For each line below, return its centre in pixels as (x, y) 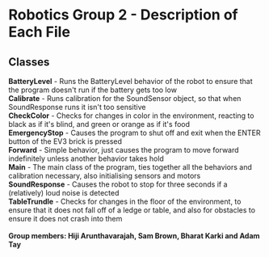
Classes (29, 62)
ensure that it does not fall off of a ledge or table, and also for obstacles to (132, 210)
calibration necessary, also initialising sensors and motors (105, 176)
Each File (40, 32)
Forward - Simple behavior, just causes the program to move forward (124, 150)
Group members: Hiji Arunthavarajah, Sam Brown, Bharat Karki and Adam (134, 236)
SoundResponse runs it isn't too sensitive (77, 107)
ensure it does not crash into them (65, 219)
